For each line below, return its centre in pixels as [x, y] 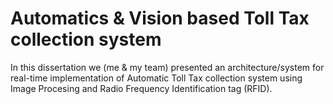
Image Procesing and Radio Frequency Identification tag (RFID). [141, 88]
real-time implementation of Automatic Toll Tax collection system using [156, 78]
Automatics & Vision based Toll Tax [160, 18]
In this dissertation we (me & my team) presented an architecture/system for [167, 67]
